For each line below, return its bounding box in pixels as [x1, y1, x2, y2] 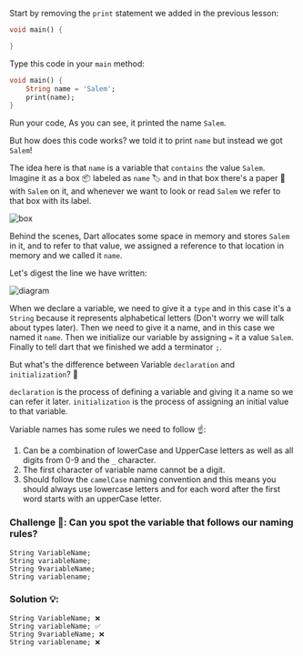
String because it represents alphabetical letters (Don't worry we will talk [9, 313, 285, 324]
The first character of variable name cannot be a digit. [22, 464, 226, 476]
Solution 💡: [9, 593, 59, 606]
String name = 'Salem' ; [25, 84, 116, 94]
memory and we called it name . [9, 250, 123, 261]
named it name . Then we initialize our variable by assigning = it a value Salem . [9, 332, 294, 343]
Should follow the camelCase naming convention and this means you [22, 474, 277, 485]
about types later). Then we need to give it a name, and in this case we [9, 322, 276, 333]
